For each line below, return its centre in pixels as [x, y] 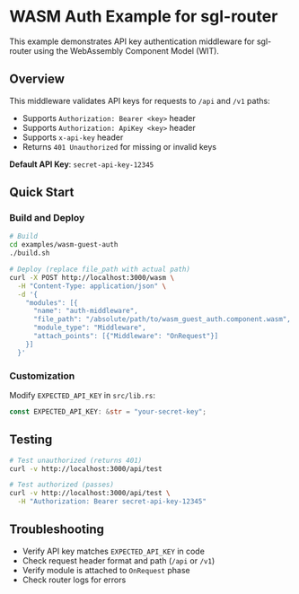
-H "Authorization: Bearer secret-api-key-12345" [112, 502]
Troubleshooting [57, 530]
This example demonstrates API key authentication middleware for [132, 41]
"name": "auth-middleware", [86, 311]
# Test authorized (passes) [62, 485]
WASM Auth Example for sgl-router [144, 17]
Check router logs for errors [74, 580]
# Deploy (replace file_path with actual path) [100, 270]
